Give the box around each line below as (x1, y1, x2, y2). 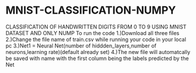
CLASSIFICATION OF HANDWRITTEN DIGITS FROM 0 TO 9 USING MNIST (5, 23, 187, 30)
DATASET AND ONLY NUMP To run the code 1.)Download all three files (5, 29, 180, 36)
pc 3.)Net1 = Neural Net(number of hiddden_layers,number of (5, 42, 157, 49)
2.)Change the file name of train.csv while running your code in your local (5, 36, 186, 43)
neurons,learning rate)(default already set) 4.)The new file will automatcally (5, 48, 191, 55)
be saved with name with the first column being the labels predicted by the (5, 55, 189, 62)
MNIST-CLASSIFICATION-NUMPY (5, 4, 176, 17)
